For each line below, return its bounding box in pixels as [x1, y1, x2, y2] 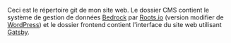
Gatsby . [7, 28, 30, 36]
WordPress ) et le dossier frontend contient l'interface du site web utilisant [7, 21, 222, 28]
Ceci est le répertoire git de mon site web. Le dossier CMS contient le [7, 6, 210, 14]
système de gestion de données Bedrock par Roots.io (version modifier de [7, 13, 224, 21]
